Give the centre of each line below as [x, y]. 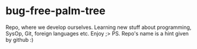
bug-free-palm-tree [55, 11]
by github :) [20, 40]
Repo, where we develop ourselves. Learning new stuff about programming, [99, 27]
